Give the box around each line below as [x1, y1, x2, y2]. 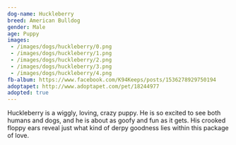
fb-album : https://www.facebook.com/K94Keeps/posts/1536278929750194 [7, 76, 217, 83]
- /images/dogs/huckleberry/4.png [10, 69, 112, 76]
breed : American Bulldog [7, 17, 81, 24]
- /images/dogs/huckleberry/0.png [10, 43, 112, 50]
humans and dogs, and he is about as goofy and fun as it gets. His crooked [7, 116, 226, 124]
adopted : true [7, 89, 49, 96]
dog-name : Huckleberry [7, 10, 74, 18]
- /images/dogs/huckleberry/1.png [10, 50, 112, 57]
